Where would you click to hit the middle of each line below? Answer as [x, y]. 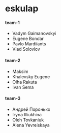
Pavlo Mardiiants [29, 44]
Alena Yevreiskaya [31, 125]
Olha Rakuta [25, 82]
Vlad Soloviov [26, 49]
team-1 [12, 22]
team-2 [13, 60]
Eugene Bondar [28, 39]
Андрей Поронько [31, 109]
